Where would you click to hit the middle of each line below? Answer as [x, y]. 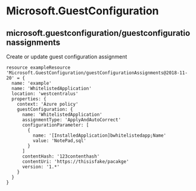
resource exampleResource [38, 67]
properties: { [29, 99]
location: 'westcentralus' [45, 94]
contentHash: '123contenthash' [61, 156]
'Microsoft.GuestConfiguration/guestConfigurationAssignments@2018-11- [97, 73]
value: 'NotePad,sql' [59, 141]
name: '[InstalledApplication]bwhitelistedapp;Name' [99, 135]
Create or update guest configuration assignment [67, 57]
